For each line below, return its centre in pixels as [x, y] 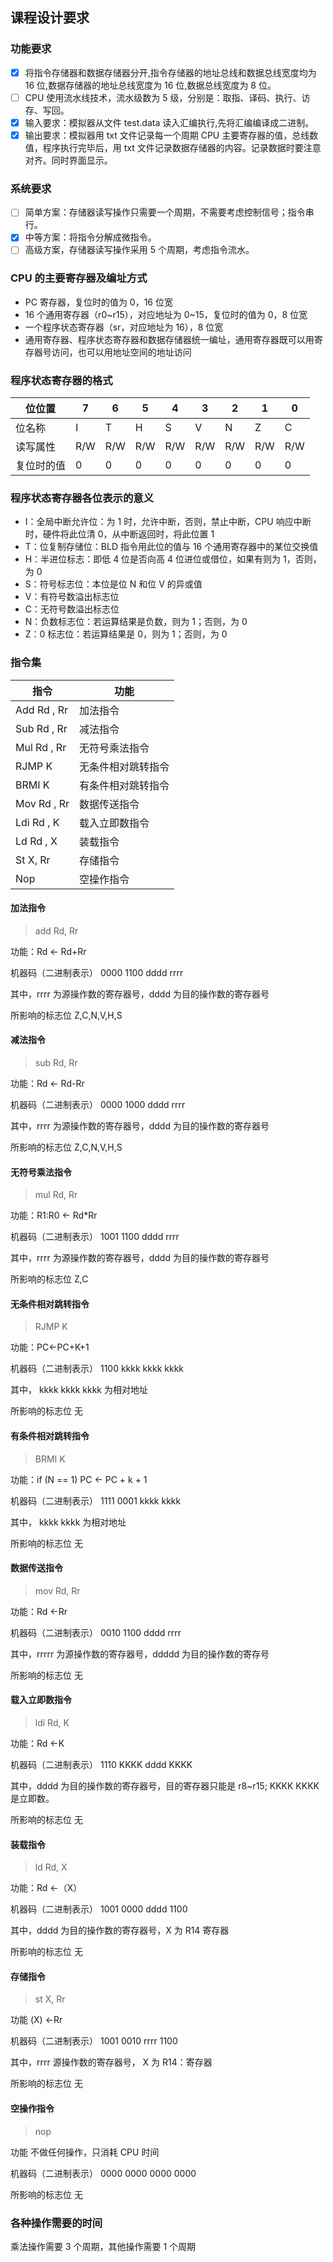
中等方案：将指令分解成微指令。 [90, 237]
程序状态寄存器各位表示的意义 [82, 498]
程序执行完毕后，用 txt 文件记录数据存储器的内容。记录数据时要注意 [182, 147]
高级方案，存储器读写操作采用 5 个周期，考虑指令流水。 [139, 250]
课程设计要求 [50, 18]
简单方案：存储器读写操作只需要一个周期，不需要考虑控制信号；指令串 [169, 212]
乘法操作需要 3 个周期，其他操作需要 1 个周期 [103, 2246]
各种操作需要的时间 [56, 2223]
